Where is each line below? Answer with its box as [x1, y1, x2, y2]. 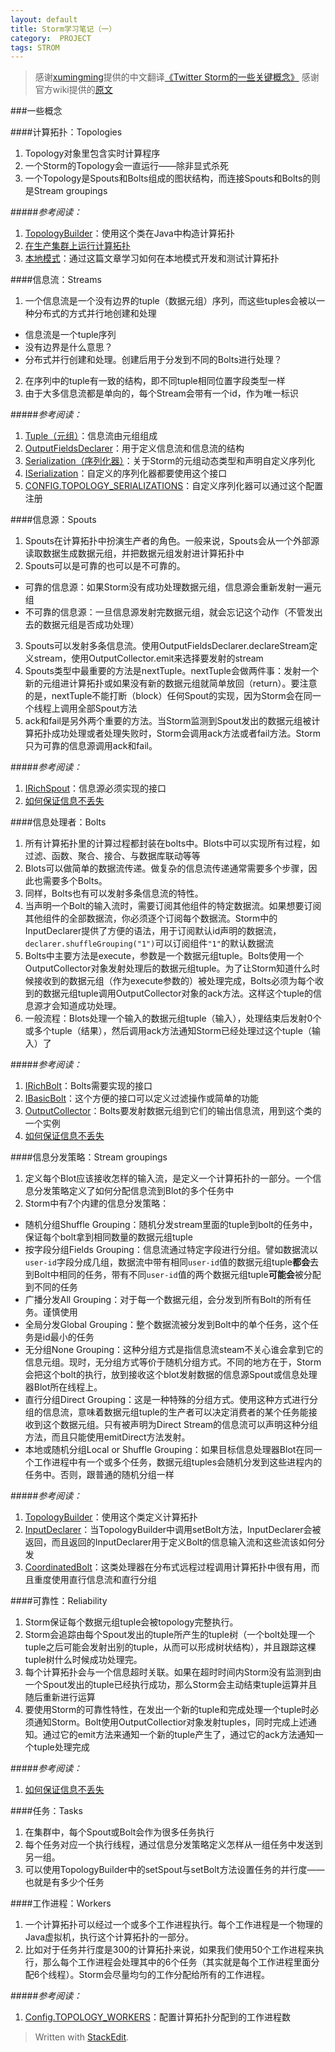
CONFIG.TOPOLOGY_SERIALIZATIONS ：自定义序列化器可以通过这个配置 [24, 480, 324, 492]
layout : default [10, 14, 78, 25]
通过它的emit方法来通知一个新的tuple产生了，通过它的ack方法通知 [42, 1729, 315, 1741]
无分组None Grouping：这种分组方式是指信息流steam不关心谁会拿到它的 [24, 1344, 324, 1356]
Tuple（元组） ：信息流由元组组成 [24, 430, 158, 442]
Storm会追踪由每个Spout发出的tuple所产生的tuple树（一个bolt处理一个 [24, 1629, 316, 1641]
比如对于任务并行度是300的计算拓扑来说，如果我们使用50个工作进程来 [24, 1944, 316, 1956]
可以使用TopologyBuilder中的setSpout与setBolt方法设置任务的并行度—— [24, 1864, 325, 1876]
